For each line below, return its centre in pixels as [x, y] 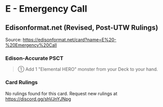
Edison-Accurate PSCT [34, 58]
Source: [13, 40]
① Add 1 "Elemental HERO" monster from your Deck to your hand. [88, 69]
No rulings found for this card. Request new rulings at [61, 93]
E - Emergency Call [46, 9]
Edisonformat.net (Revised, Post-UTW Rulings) [82, 28]
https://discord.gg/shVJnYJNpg [38, 99]
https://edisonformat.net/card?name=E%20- [70, 40]
